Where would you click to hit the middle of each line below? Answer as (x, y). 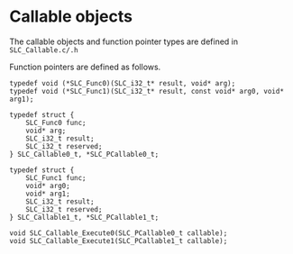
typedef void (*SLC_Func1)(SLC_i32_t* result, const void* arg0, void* (146, 91)
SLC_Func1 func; (56, 177)
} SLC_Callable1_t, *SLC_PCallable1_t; (84, 217)
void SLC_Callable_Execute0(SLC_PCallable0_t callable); (119, 233)
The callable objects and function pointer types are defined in (124, 41)
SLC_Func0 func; (56, 122)
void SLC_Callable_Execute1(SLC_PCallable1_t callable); (119, 240)
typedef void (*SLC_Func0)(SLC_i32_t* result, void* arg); (123, 83)
